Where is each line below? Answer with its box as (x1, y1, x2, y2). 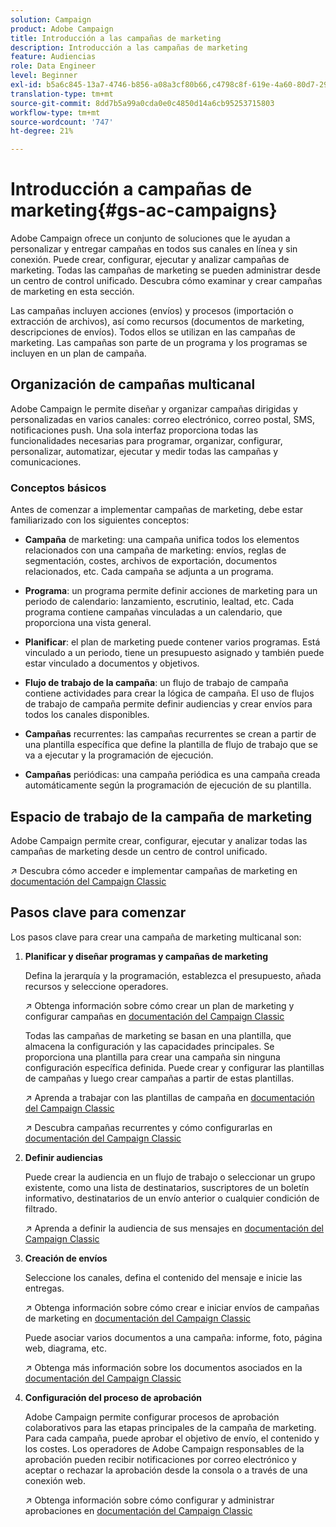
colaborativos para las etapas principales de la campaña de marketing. (24, 1421, 317, 1433)
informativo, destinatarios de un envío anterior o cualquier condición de (24, 1192, 320, 1204)
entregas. (24, 1282, 65, 1294)
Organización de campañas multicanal (10, 376, 256, 393)
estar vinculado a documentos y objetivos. (24, 657, 200, 670)
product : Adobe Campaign (10, 24, 114, 34)
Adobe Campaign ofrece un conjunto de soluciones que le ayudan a (10, 232, 291, 245)
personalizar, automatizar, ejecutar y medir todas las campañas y (10, 445, 279, 457)
